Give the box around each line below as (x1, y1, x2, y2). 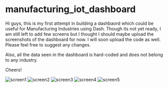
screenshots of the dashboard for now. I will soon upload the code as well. (5, 36, 161, 42)
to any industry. (5, 57, 38, 63)
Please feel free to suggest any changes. (5, 41, 91, 48)
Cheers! (5, 67, 22, 73)
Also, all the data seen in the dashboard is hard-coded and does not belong (5, 52, 163, 58)
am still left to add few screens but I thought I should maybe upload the (5, 31, 154, 37)
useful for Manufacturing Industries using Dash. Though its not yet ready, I (5, 25, 161, 31)
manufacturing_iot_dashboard (5, 4, 136, 15)
